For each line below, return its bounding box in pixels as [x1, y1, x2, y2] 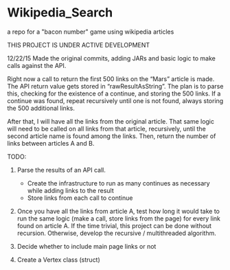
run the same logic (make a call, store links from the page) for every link [16, 214, 221, 223]
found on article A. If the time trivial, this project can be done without [16, 221, 211, 229]
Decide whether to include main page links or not [16, 242, 157, 250]
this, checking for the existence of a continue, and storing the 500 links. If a [7, 89, 221, 98]
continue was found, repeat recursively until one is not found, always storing [7, 96, 224, 104]
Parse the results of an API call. [16, 166, 106, 174]
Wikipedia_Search [7, 5, 113, 21]
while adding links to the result [27, 186, 115, 194]
